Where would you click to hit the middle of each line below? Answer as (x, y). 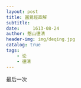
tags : (13, 51)
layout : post (22, 12)
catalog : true (24, 45)
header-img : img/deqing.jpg (41, 39)
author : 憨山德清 (26, 34)
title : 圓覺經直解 (27, 17)
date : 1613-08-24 (33, 28)
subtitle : (18, 23)
